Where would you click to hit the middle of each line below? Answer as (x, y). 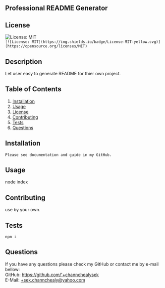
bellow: (13, 269)
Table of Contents (33, 89)
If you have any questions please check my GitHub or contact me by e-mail (82, 264)
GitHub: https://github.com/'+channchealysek (52, 275)
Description (24, 62)
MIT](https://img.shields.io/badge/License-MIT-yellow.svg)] (96, 42)
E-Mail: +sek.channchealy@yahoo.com (45, 280)
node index (17, 182)
